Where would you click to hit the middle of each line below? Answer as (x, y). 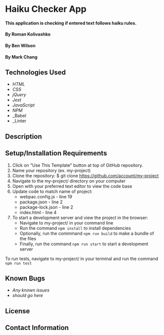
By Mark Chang (21, 57)
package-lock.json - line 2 (46, 207)
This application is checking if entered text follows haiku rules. (71, 23)
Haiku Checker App (46, 9)
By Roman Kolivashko (28, 34)
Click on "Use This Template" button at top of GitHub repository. (78, 165)
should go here (28, 296)
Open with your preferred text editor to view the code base (72, 186)
